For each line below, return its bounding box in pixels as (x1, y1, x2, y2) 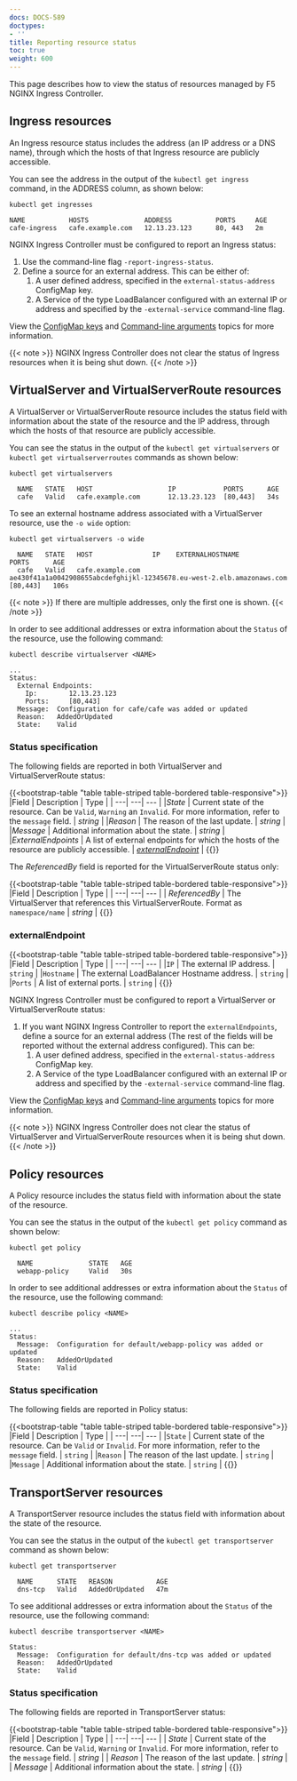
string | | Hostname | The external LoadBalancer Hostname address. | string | (9, 968, 289, 978)
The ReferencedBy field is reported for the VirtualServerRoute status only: (9, 861, 279, 872)
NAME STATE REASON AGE (17, 1577, 168, 1586)
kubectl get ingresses (9, 200, 93, 209)
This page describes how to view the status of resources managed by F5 (9, 79, 276, 89)
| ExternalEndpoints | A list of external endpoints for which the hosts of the (9, 835, 280, 845)
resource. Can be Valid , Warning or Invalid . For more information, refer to (9, 1743, 279, 1753)
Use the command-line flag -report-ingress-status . (21, 256, 215, 267)
